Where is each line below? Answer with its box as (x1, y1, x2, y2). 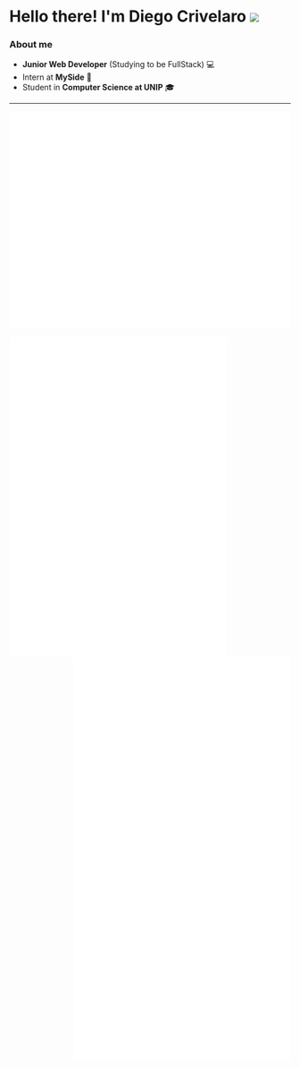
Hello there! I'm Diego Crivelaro (9, 6, 247, 27)
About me (9, 38, 54, 51)
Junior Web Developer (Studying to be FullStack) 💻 (21, 59, 215, 70)
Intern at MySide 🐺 (21, 72, 92, 82)
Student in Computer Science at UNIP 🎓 (21, 82, 175, 93)
